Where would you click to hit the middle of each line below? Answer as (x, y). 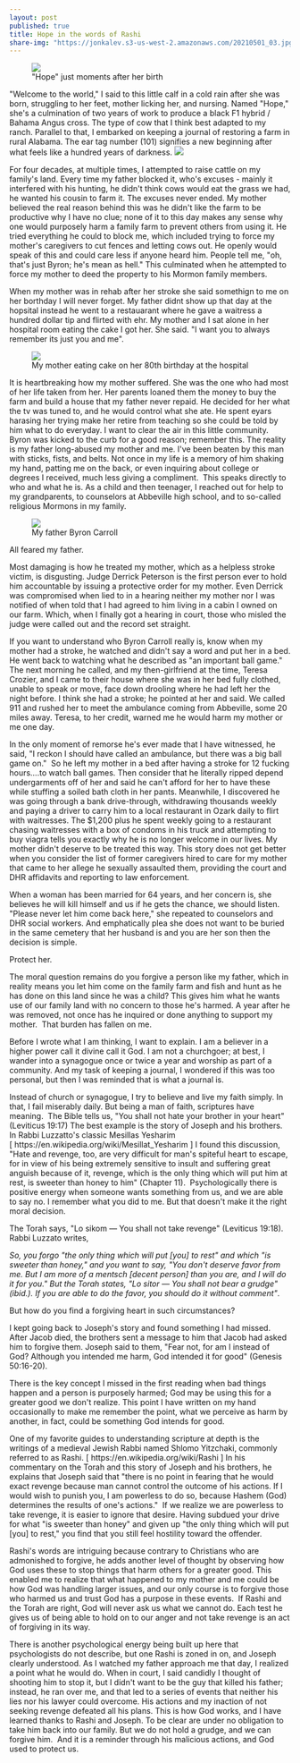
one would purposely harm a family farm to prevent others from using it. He (148, 227)
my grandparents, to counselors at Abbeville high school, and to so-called (145, 496)
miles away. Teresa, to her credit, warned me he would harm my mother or (146, 717)
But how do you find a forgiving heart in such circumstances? (122, 1310)
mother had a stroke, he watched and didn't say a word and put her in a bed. (150, 651)
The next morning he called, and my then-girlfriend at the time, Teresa (138, 670)
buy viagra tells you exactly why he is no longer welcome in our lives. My (144, 839)
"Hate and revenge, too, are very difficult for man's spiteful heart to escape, (149, 1154)
